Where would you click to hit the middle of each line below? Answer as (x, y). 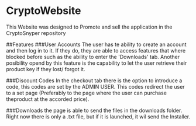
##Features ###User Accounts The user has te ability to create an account (96, 44)
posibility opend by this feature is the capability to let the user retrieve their (97, 63)
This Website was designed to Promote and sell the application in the (89, 27)
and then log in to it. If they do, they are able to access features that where (96, 50)
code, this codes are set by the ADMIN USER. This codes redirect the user (96, 86)
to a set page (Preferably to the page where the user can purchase (86, 93)
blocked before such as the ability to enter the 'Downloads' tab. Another (93, 57)
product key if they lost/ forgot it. (46, 69)
